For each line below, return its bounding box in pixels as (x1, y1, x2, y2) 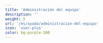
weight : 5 (5, 16, 26, 21)
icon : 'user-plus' (5, 26, 43, 31)
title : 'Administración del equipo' (5, 7, 81, 12)
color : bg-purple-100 (5, 30, 50, 35)
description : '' (5, 12, 39, 17)
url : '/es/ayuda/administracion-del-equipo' (5, 21, 99, 26)
